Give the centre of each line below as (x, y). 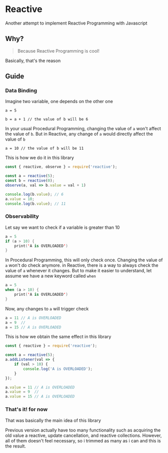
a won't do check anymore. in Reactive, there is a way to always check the (82, 265)
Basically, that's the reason (33, 61)
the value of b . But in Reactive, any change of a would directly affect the (79, 134)
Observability (22, 216)
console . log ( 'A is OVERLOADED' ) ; (58, 369)
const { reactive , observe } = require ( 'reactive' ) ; (61, 167)
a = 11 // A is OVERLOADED (33, 318)
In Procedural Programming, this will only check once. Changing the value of (84, 260)
